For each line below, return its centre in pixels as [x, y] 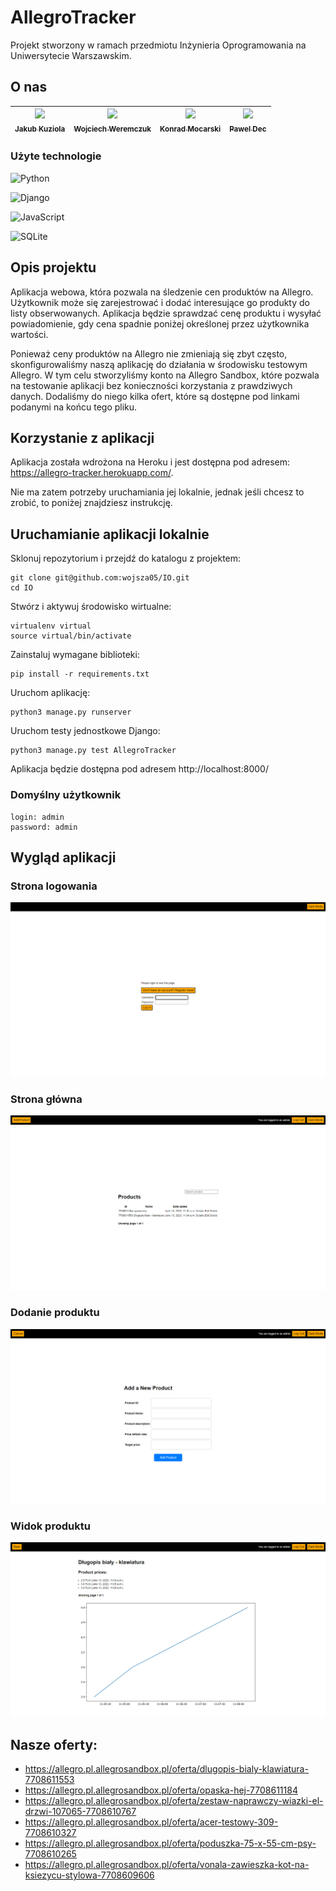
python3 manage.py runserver [71, 712]
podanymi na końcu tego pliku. [74, 407]
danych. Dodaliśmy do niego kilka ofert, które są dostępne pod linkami [155, 396]
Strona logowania [54, 886]
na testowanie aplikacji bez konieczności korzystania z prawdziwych [151, 385]
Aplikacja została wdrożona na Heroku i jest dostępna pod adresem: [150, 462]
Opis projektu [53, 267]
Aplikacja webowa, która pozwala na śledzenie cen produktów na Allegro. [162, 292]
